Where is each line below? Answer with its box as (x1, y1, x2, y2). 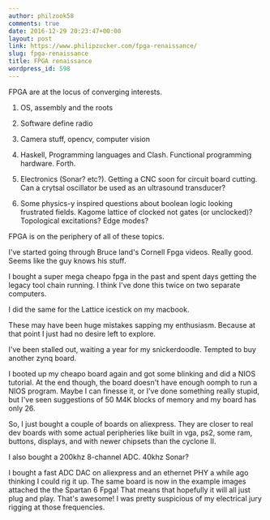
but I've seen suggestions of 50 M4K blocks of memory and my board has (8, 394, 257, 404)
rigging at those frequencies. (8, 502, 105, 512)
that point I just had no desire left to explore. (8, 329, 156, 338)
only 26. (8, 403, 36, 413)
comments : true (8, 19, 60, 28)
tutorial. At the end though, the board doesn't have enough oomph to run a (8, 377, 258, 387)
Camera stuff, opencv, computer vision (19, 134, 150, 144)
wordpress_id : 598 (8, 65, 71, 73)
